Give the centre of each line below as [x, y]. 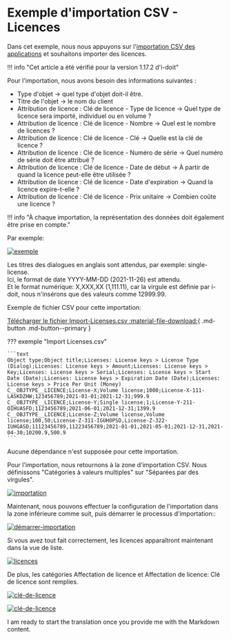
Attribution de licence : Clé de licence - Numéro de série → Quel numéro [120, 153]
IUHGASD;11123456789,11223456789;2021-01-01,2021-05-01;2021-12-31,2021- [115, 426]
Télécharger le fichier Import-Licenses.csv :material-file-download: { [104, 321]
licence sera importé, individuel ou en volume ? [84, 116]
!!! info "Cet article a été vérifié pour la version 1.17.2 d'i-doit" [93, 67]
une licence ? [36, 204]
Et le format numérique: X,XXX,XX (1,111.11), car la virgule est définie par [109, 286]
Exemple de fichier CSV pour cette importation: [74, 307]
